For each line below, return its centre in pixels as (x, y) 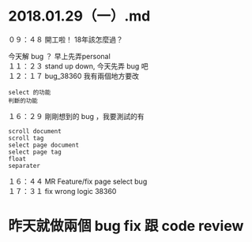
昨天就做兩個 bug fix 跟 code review (126, 226)
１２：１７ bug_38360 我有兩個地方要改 (74, 76)
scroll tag (26, 138)
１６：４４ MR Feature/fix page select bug (78, 181)
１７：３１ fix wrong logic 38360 (62, 191)
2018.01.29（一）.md (79, 16)
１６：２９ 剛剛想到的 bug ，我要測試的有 (76, 116)
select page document (44, 145)
